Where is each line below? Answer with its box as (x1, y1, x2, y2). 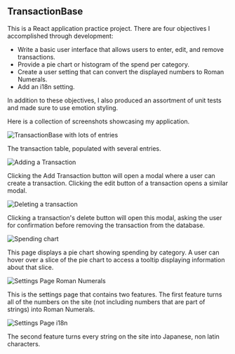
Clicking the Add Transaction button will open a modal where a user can (7, 171, 215, 179)
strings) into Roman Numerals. (7, 305, 95, 313)
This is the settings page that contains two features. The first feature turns (7, 290, 222, 299)
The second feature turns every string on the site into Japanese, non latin (7, 332, 220, 341)
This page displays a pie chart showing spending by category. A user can (7, 248, 220, 257)
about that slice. (7, 263, 54, 271)
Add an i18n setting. (17, 82, 75, 90)
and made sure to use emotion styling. (7, 103, 119, 111)
